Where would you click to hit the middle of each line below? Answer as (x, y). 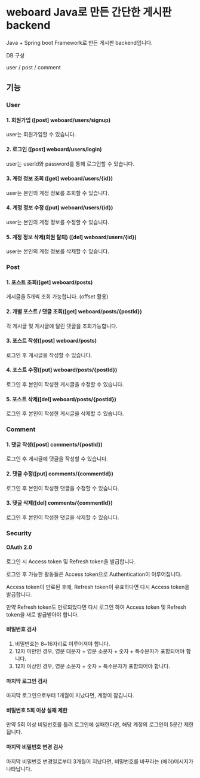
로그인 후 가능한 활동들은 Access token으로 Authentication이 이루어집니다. (94, 574)
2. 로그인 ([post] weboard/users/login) (54, 150)
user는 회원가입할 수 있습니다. (41, 135)
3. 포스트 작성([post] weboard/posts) (52, 341)
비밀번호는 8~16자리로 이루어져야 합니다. (62, 644)
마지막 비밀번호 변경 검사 (35, 747)
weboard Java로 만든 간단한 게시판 (89, 12)
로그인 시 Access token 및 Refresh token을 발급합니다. (71, 561)
